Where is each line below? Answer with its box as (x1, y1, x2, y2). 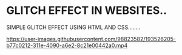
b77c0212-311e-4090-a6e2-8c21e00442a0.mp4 (6, 42, 128, 49)
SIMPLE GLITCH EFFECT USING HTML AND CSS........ (6, 24, 141, 31)
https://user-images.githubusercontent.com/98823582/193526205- (6, 35, 177, 42)
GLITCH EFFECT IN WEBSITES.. (6, 4, 167, 18)
